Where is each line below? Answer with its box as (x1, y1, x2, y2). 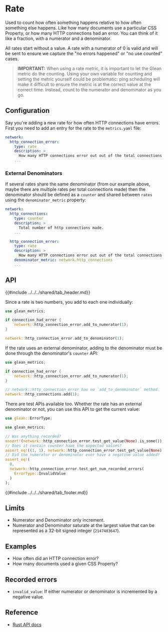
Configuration (5, 106, 50, 115)
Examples (5, 542, 36, 551)
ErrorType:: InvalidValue (14, 471, 66, 476)
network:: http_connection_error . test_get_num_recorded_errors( (9, 467, 144, 472)
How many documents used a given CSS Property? (12, 561, 118, 567)
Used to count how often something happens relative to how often (5, 19, 141, 25)
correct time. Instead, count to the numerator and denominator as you (17, 86, 161, 92)
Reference (5, 608, 38, 617)
